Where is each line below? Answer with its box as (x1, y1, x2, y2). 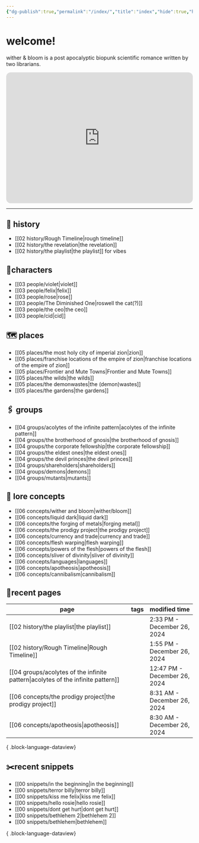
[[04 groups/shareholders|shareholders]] (14, 462, 115, 469)
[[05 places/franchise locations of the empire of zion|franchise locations (14, 355, 192, 362)
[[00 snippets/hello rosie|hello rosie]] (14, 800, 105, 807)
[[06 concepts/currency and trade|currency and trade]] (14, 532, 150, 540)
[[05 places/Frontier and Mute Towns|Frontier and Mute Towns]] (14, 368, 172, 375)
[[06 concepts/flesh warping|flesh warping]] (14, 539, 124, 546)
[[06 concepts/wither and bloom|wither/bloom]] (14, 507, 132, 515)
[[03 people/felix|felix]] (14, 287, 72, 294)
